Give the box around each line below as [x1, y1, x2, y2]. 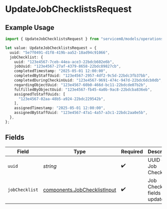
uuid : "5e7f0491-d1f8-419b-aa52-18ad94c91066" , [9, 50, 110, 55]
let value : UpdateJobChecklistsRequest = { [5, 45, 97, 50]
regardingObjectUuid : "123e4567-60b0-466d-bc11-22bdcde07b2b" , [14, 82, 148, 88]
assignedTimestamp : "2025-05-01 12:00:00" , [14, 105, 106, 110]
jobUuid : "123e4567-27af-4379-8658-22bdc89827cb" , [14, 64, 121, 69]
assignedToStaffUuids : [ [14, 92, 66, 97]
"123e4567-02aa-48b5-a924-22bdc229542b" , [18, 96, 106, 102]
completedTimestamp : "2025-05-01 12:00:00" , [14, 69, 108, 74]
